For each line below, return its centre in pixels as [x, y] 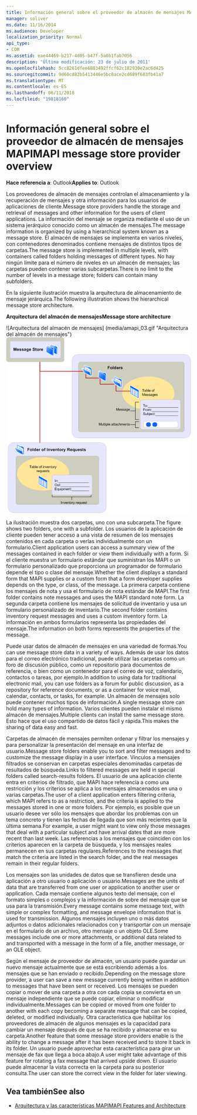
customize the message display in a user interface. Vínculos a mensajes [93, 757]
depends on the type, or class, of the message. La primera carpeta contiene [98, 585]
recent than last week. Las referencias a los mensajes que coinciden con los [98, 838]
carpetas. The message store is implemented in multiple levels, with [87, 250]
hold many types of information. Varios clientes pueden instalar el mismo [94, 708]
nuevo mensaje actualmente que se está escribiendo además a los [86, 967]
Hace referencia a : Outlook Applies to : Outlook [62, 183]
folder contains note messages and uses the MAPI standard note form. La [95, 597]
